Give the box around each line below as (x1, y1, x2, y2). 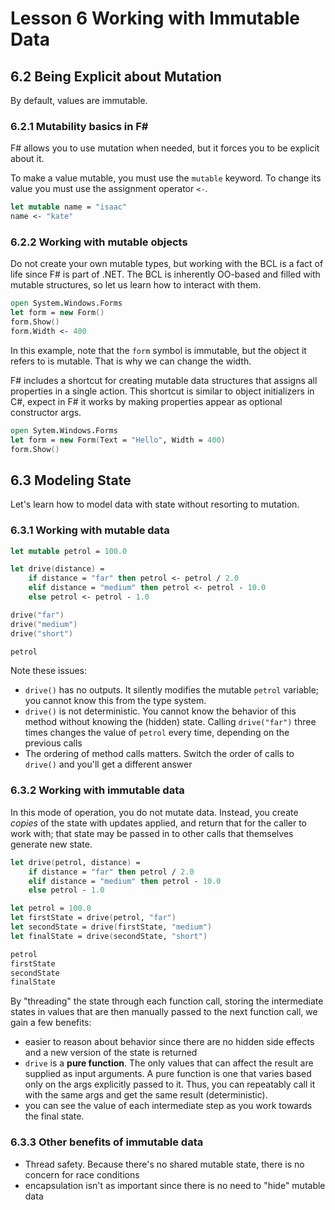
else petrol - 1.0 (28, 885, 105, 896)
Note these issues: (10, 665, 88, 677)
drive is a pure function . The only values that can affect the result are (24, 1057, 314, 1069)
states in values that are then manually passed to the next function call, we (10, 1006, 318, 1018)
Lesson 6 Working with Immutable (10, 7, 300, 30)
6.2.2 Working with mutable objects (10, 235, 188, 249)
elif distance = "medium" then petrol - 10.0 (28, 876, 222, 886)
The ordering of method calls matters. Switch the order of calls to (24, 748, 295, 760)
